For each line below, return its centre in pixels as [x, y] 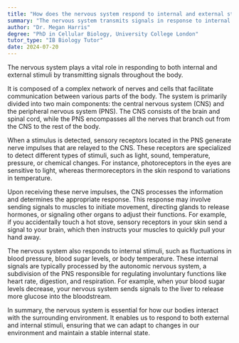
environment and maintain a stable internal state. [79, 333]
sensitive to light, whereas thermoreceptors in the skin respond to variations [119, 170]
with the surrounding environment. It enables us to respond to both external [118, 318]
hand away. [24, 237]
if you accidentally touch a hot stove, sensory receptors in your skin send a [117, 222]
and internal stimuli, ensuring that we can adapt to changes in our [103, 325]
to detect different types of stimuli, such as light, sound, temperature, [109, 155]
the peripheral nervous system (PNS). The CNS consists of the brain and [114, 111]
